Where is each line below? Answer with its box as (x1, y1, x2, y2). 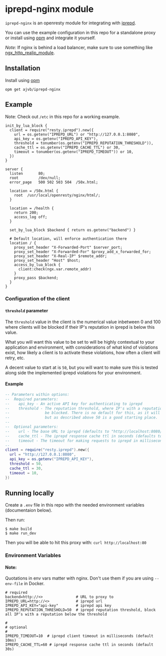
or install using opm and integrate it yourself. (5, 35, 96, 41)
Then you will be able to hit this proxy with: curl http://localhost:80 (5, 540, 147, 546)
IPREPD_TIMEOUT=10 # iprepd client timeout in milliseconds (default (5, 634, 154, 639)
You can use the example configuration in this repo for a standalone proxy (5, 29, 156, 35)
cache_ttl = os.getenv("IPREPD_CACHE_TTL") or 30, (14, 145, 121, 150)
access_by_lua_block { (14, 262, 61, 267)
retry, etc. (5, 355, 25, 361)
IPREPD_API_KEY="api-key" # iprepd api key (5, 603, 112, 608)
